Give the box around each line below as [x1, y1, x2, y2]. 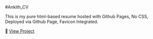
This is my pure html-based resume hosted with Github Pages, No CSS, [5, 14, 149, 19]
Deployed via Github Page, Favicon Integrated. [5, 19, 98, 24]
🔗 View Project [5, 28, 35, 34]
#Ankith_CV [5, 4, 29, 10]
